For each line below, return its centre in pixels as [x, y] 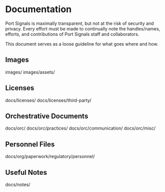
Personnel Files [30, 144]
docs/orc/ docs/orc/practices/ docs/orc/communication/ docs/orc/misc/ [80, 128]
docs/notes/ [18, 184]
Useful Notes [26, 172]
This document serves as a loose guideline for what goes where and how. [82, 44]
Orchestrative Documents [47, 116]
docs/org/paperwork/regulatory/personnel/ [50, 157]
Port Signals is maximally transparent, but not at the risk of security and [79, 23]
